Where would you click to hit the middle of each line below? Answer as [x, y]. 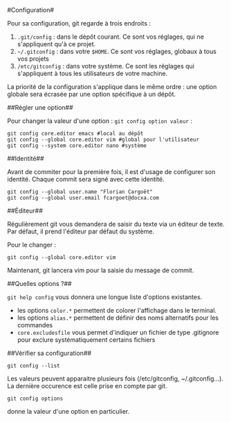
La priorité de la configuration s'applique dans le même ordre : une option [112, 87]
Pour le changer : [32, 245]
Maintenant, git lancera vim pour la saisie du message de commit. [101, 270]
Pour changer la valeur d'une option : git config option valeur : [100, 121]
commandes [35, 325]
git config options [35, 399]
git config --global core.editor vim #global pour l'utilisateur [103, 140]
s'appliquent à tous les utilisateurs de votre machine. [92, 73]
